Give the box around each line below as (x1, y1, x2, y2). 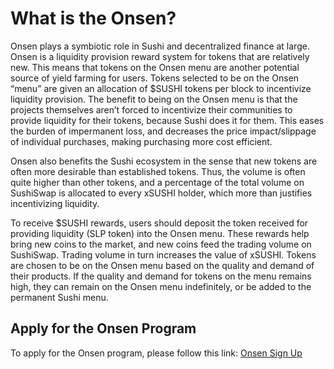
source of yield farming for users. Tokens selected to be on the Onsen (10, 72, 300, 84)
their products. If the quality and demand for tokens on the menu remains (10, 270, 312, 282)
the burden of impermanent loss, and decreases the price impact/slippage (10, 125, 317, 137)
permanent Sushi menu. (10, 291, 109, 303)
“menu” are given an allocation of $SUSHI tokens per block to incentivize (10, 82, 312, 94)
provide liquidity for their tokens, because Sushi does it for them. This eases (10, 114, 325, 126)
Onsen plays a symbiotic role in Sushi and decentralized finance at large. (10, 40, 310, 52)
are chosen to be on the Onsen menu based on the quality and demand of (10, 259, 315, 271)
